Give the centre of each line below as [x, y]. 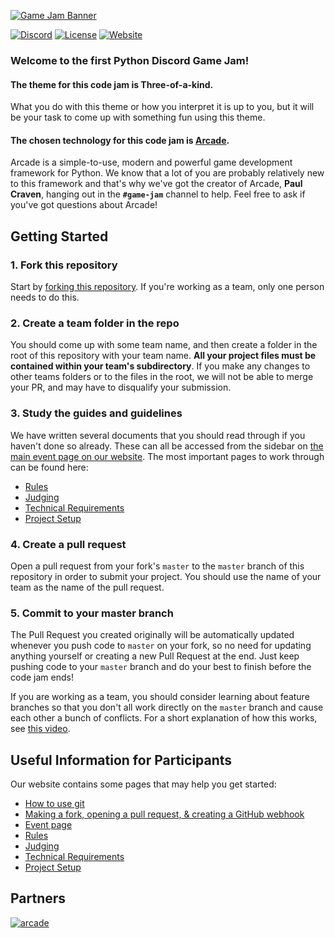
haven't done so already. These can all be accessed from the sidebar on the [167, 446]
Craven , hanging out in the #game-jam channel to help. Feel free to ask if [158, 194]
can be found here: [49, 467]
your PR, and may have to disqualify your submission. [121, 387]
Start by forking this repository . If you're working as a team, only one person [167, 287]
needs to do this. [45, 297]
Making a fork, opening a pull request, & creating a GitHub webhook [164, 814]
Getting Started [59, 236]
